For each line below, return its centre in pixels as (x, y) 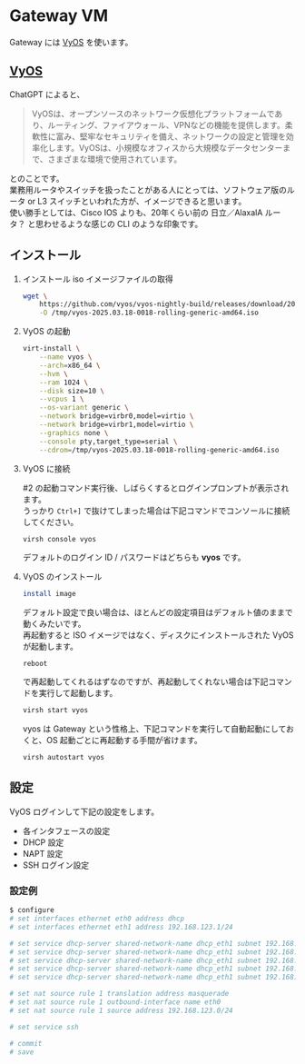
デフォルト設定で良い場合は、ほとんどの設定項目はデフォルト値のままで (157, 612)
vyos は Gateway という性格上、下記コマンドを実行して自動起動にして (154, 729)
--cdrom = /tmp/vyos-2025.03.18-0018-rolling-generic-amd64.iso (159, 450)
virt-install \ (51, 349)
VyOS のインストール (62, 577)
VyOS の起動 (46, 332)
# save (22, 1052)
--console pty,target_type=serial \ (108, 442)
